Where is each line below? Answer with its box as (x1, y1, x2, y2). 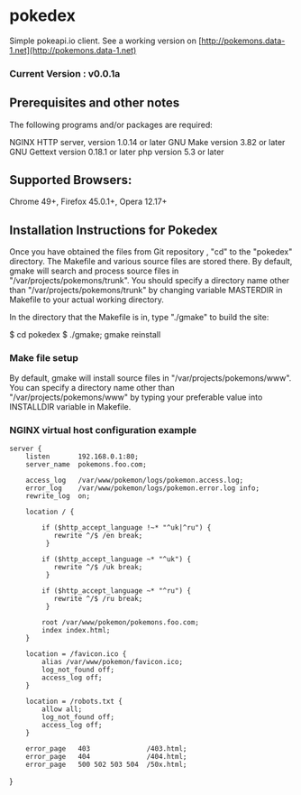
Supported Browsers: (9, 172, 132, 188)
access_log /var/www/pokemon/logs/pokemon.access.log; (25, 476, 244, 485)
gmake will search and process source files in (9, 265, 179, 276)
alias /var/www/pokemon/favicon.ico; (41, 657, 183, 666)
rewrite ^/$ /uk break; (53, 562, 143, 571)
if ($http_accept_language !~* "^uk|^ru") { (41, 522, 212, 532)
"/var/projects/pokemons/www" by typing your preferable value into (9, 392, 263, 402)
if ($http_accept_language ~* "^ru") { (41, 586, 192, 596)
